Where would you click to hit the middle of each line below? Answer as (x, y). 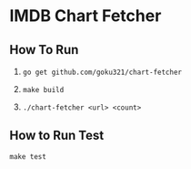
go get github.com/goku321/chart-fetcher (102, 72)
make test (28, 156)
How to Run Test (57, 136)
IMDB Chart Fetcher (85, 16)
